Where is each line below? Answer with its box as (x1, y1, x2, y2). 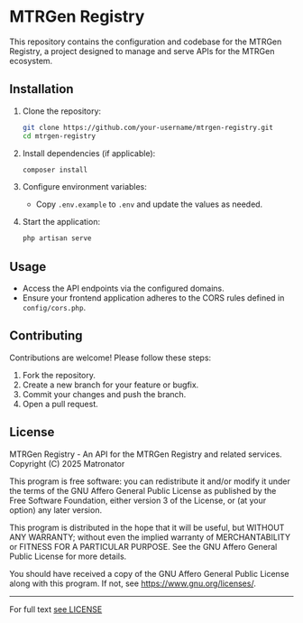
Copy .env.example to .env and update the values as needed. (35, 199, 263, 209)
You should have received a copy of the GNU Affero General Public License (9, 568, 289, 579)
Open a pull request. (22, 398, 99, 409)
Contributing (9, 328, 83, 344)
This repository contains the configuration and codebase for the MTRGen (9, 36, 282, 47)
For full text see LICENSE (9, 603, 103, 615)
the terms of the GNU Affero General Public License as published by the (9, 485, 277, 496)
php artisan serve (22, 234, 92, 243)
